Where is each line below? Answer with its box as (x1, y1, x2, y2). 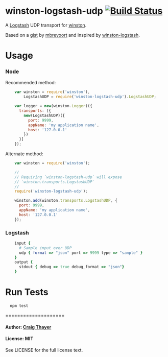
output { (14, 259, 33, 265)
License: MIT (5, 336, 34, 342)
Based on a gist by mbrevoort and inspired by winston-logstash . (5, 32, 140, 38)
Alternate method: (5, 151, 43, 157)
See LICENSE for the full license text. (5, 347, 83, 353)
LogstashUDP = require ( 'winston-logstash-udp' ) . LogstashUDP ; (23, 94, 157, 100)
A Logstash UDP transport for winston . (5, 22, 87, 28)
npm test (10, 303, 29, 308)
